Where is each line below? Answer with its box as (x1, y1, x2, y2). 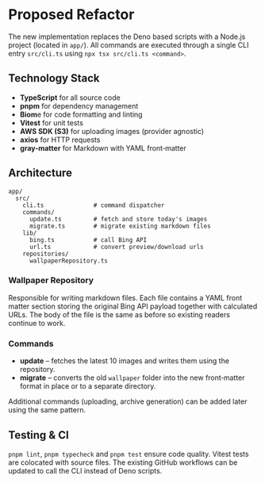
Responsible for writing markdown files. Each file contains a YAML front (8, 293, 243, 302)
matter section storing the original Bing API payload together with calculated (8, 301, 258, 311)
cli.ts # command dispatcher (22, 201, 165, 209)
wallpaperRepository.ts (29, 256, 109, 265)
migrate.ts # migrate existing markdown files (29, 222, 212, 230)
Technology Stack (8, 71, 100, 85)
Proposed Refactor (8, 6, 135, 24)
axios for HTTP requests (19, 135, 101, 144)
